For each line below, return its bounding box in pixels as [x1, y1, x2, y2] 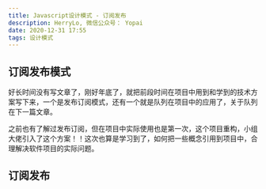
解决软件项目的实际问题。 [14, 144, 99, 153]
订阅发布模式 [8, 65, 71, 78]
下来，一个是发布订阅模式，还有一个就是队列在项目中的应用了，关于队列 [21, 97, 258, 107]
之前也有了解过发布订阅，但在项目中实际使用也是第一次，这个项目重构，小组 [8, 124, 258, 134]
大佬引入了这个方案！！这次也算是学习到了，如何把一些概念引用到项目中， [8, 134, 251, 143]
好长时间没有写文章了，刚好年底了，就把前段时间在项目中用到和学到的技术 [8, 88, 251, 97]
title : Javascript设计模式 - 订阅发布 [8, 11, 127, 20]
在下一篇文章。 [8, 108, 57, 117]
